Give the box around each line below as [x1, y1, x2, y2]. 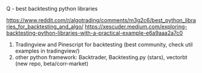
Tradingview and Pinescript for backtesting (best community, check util [15, 41, 194, 48]
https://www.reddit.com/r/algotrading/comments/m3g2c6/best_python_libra [6, 17, 197, 23]
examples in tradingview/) [15, 47, 80, 54]
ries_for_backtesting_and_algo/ [6, 23, 83, 30]
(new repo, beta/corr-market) [15, 60, 89, 67]
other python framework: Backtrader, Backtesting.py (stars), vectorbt [15, 54, 187, 60]
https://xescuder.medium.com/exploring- [84, 23, 187, 30]
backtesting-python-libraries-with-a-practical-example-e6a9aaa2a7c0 [6, 29, 183, 36]
